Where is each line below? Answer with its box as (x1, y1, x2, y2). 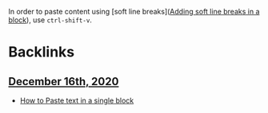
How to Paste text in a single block (19, 95, 134, 105)
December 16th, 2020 (8, 75, 119, 88)
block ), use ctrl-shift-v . (8, 15, 92, 25)
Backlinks (8, 43, 75, 61)
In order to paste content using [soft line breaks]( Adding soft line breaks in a (8, 7, 260, 16)
